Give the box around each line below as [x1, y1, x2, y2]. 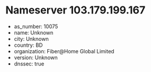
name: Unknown [13, 29, 54, 36]
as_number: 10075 [13, 23, 58, 30]
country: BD [13, 42, 43, 49]
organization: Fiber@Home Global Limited [13, 47, 115, 54]
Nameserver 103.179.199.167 [5, 4, 146, 17]
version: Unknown [13, 54, 58, 61]
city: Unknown [13, 35, 49, 42]
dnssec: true [13, 60, 44, 67]
